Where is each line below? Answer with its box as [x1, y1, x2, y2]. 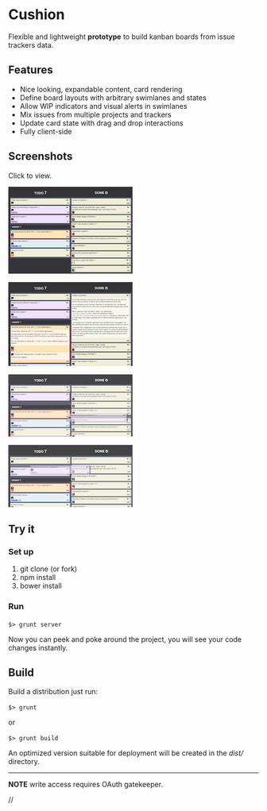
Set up [8, 546, 34, 557]
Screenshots [8, 149, 73, 164]
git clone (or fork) [19, 564, 78, 573]
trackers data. [8, 40, 54, 49]
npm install [19, 573, 56, 582]
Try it [8, 522, 35, 535]
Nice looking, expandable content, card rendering [19, 84, 183, 94]
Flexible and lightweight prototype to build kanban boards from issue [8, 32, 235, 41]
